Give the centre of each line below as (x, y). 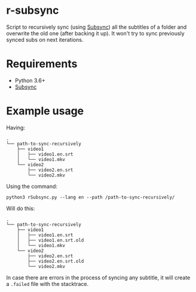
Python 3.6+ (30, 80)
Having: (16, 127)
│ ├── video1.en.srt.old (50, 240)
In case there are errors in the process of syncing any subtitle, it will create (98, 277)
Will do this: (21, 208)
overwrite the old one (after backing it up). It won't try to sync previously (96, 33)
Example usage (45, 111)
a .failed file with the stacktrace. (48, 284)
